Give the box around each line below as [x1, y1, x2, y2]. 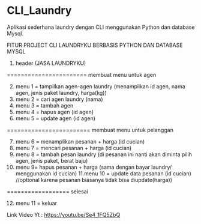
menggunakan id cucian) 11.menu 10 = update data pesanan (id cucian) [15, 169, 191, 177]
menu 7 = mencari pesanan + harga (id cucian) [15, 144, 132, 151]
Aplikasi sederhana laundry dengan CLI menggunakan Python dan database [7, 23, 195, 31]
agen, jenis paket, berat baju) [15, 157, 88, 164]
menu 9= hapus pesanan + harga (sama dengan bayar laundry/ [15, 163, 172, 171]
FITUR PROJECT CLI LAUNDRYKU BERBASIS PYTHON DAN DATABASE [7, 41, 183, 49]
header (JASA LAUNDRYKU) [15, 59, 86, 67]
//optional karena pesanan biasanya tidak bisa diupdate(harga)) [15, 176, 173, 183]
